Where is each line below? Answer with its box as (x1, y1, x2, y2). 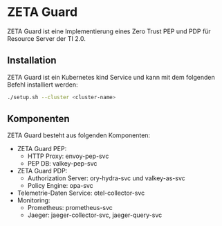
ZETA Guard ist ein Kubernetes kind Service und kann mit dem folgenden (7, 73, 216, 81)
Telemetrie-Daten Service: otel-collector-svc (17, 189, 145, 198)
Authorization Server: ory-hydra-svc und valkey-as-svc (27, 174, 185, 182)
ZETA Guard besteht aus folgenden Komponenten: (7, 131, 151, 139)
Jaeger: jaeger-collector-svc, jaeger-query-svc (27, 211, 163, 219)
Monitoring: (17, 196, 50, 205)
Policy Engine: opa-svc (27, 182, 93, 190)
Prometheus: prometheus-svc (27, 204, 113, 212)
